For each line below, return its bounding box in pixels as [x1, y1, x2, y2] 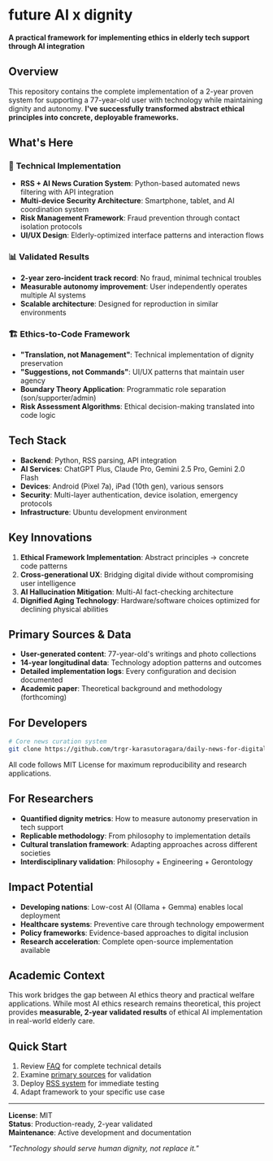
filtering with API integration [19, 187, 114, 197]
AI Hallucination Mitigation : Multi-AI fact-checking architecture [19, 587, 234, 597]
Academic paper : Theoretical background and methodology [19, 684, 223, 694]
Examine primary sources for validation [19, 1070, 152, 1080]
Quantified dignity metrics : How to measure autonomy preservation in [19, 813, 258, 823]
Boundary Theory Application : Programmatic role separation [19, 385, 226, 394]
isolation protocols [19, 222, 83, 232]
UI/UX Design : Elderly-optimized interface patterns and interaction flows [19, 230, 264, 241]
